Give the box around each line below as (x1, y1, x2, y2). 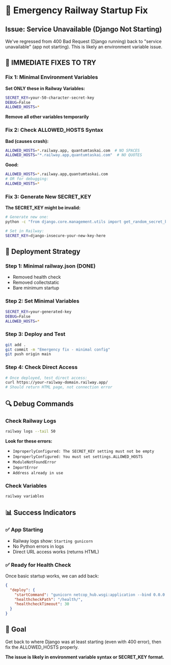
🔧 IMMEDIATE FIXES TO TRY (5, 59, 97, 67)
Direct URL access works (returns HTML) (12, 548, 99, 555)
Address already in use (12, 470, 64, 475)
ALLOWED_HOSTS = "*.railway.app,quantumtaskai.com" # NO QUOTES (5, 153, 142, 158)
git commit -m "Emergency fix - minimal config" (5, 347, 110, 352)
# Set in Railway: (5, 228, 44, 234)
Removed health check (12, 274, 61, 280)
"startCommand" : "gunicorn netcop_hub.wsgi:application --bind (14, 592, 152, 597)
